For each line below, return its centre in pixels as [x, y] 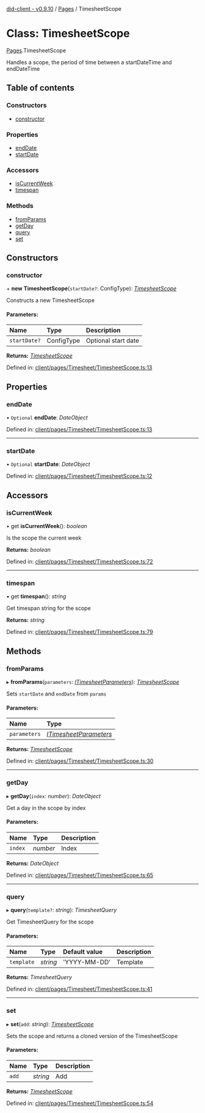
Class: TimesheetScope [68, 34]
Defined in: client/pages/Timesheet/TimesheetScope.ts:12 [79, 476]
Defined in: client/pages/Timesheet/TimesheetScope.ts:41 [79, 989]
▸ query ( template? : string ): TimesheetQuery [62, 910]
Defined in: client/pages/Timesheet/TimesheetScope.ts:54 [80, 1103]
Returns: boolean [28, 550]
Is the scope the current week [44, 538]
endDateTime [23, 68]
